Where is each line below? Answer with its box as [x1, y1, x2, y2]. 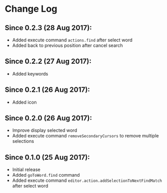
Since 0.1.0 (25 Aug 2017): [5, 153, 90, 161]
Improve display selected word [12, 127, 77, 133]
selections [12, 138, 34, 144]
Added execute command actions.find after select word [12, 37, 133, 43]
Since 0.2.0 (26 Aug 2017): [5, 114, 93, 123]
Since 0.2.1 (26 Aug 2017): [5, 85, 90, 94]
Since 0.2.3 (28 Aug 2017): [5, 23, 92, 32]
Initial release [12, 166, 40, 173]
